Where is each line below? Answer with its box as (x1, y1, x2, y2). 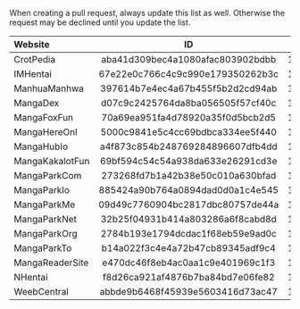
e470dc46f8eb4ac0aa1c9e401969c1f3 (102, 256, 276, 269)
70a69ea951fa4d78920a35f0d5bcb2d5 (101, 112, 277, 123)
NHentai (13, 271, 48, 283)
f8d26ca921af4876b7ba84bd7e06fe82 (102, 271, 275, 283)
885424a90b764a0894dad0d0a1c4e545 (98, 184, 279, 196)
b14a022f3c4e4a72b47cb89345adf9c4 (101, 242, 277, 254)
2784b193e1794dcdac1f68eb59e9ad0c (100, 228, 277, 239)
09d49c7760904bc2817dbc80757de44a (97, 198, 279, 211)
